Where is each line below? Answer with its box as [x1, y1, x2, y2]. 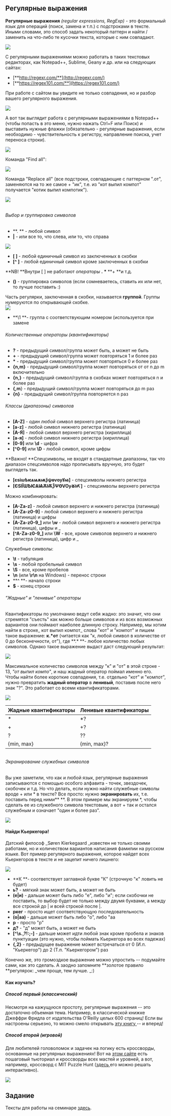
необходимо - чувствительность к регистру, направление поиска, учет [5, 131, 162, 137]
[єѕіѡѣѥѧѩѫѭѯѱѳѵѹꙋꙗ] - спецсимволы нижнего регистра [12, 477, 146, 483]
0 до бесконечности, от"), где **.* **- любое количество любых [5, 638, 144, 644]
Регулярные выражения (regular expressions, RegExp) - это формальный [5, 17, 166, 24]
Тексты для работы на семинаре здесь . [5, 1105, 92, 1111]
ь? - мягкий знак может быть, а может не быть [12, 887, 116, 893]
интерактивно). [5, 1067, 39, 1073]
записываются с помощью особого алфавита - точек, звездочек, [5, 780, 148, 786]
